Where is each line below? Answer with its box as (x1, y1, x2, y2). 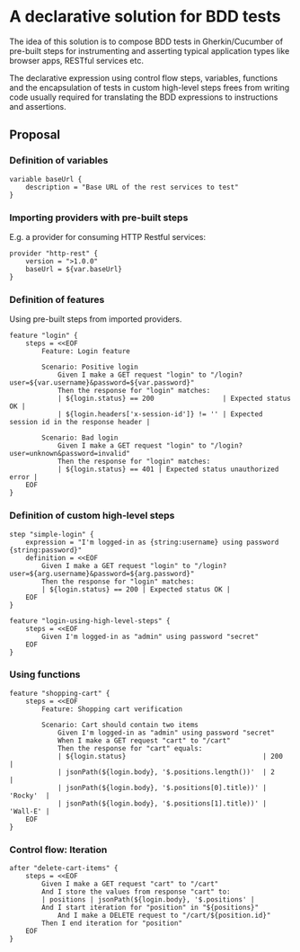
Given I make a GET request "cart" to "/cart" (41, 879, 219, 889)
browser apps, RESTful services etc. (9, 55, 144, 66)
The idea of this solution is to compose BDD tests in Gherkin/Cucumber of (9, 36, 284, 47)
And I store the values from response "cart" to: (41, 887, 231, 896)
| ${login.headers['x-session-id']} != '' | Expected (57, 410, 263, 419)
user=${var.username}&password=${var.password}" (9, 378, 195, 387)
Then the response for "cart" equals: (57, 743, 203, 752)
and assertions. (9, 101, 66, 111)
